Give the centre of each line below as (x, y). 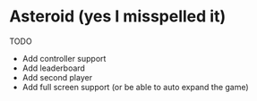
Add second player (57, 77)
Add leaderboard (53, 68)
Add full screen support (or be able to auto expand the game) (135, 87)
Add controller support (64, 58)
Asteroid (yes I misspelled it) (118, 17)
